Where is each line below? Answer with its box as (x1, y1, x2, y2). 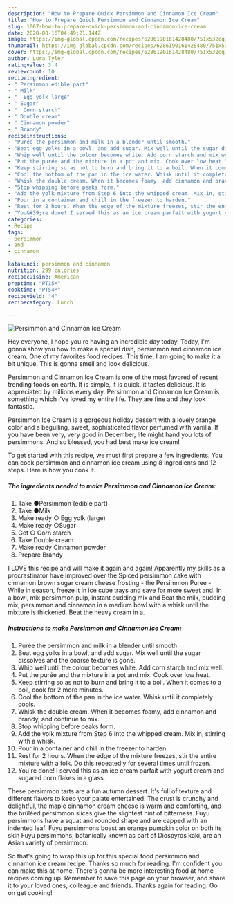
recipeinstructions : (8, 132, 68, 139)
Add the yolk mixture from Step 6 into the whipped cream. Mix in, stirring (17, 730, 226, 738)
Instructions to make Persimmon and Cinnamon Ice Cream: (8, 624, 182, 632)
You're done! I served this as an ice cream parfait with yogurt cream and (17, 766, 224, 775)
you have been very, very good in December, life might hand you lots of (8, 430, 212, 439)
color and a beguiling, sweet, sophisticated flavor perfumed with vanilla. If (8, 423, 218, 432)
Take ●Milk (17, 506, 51, 515)
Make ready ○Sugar (17, 522, 77, 530)
